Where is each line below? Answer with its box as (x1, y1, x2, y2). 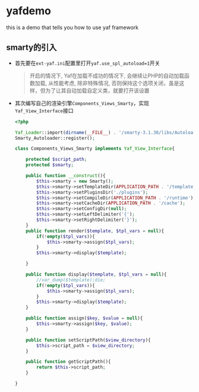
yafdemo (6, 4, 52, 18)
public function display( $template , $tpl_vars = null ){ (26, 271, 167, 277)
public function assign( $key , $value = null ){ (26, 315, 143, 321)
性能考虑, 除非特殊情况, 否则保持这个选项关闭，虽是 (53, 79, 179, 87)
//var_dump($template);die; (36, 277, 106, 283)
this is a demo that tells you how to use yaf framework (6, 24, 138, 31)
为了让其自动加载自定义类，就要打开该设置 (45, 87, 150, 94)
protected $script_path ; (26, 156, 87, 163)
